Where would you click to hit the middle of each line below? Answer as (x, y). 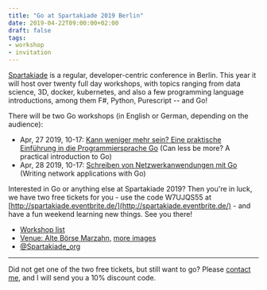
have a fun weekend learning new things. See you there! (101, 214)
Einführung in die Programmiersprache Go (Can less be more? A (125, 148)
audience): (26, 124)
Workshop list (42, 230)
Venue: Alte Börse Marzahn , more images (88, 238)
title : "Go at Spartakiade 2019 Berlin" (76, 15)
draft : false (30, 30)
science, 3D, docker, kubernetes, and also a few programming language (126, 92)
